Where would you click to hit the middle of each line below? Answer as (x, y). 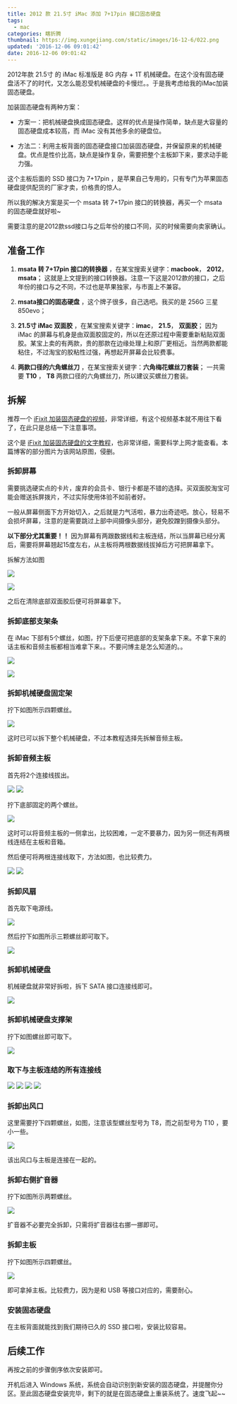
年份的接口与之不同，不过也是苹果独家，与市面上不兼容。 (101, 286)
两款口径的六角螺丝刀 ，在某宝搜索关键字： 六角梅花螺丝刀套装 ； (111, 367)
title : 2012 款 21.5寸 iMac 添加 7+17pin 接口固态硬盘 (84, 14)
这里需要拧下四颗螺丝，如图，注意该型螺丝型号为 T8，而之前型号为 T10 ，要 (118, 1123)
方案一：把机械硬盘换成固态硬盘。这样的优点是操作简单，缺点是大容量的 (122, 122)
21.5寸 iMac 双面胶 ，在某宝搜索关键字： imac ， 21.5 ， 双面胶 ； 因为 (117, 325)
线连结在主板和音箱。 (38, 842)
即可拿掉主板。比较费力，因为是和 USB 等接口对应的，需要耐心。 (102, 1290)
